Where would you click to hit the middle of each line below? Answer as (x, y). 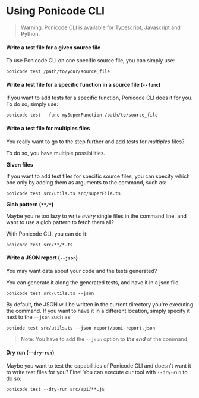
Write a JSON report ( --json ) (42, 258)
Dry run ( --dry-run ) (30, 353)
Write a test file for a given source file (53, 47)
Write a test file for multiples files (48, 128)
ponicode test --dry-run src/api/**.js (56, 389)
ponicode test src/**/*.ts (40, 245)
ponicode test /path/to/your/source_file (58, 72)
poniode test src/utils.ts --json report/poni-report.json (81, 328)
